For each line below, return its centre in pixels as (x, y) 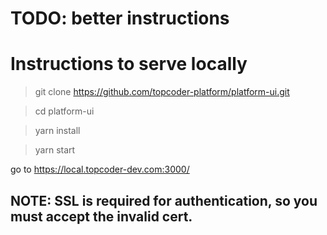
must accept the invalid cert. (101, 216)
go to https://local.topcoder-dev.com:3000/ (100, 169)
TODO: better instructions (120, 18)
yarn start (55, 150)
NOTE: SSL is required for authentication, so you (164, 200)
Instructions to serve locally (129, 64)
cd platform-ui (64, 111)
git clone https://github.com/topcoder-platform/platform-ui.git (162, 92)
